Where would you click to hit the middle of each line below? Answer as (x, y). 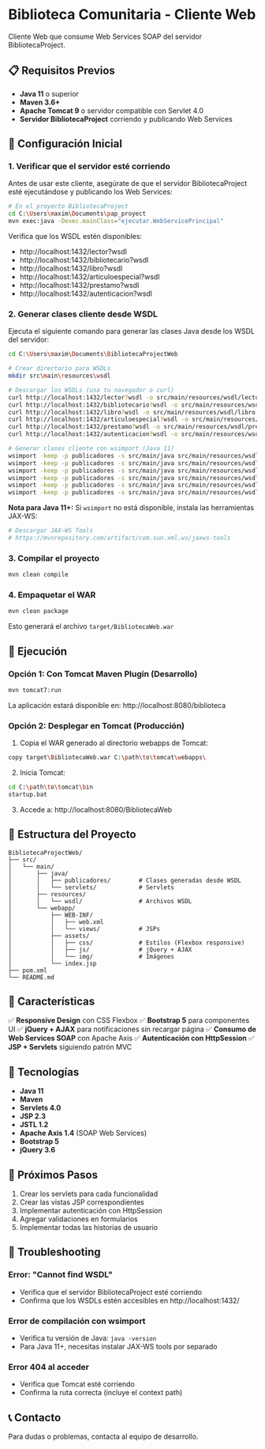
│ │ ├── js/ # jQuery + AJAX (100, 950)
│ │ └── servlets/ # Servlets (91, 887)
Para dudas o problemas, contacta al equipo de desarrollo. (103, 1436)
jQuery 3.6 (37, 1150)
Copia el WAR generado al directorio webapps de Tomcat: (114, 743)
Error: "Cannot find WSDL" (60, 1275)
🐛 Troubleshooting (54, 1252)
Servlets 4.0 (40, 1108)
